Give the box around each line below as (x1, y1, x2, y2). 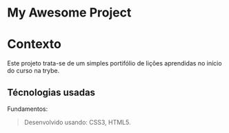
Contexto (7, 37, 62, 52)
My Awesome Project (7, 5, 132, 21)
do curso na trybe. (7, 67, 60, 75)
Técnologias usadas (7, 86, 95, 98)
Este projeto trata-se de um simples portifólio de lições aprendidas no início (7, 59, 222, 68)
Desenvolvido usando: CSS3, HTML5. (23, 118, 131, 126)
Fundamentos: (7, 105, 48, 113)
